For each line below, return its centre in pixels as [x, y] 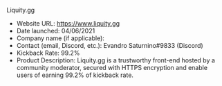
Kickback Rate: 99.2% [48, 53]
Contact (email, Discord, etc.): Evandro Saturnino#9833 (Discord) [110, 45]
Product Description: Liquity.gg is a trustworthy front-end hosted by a [116, 60]
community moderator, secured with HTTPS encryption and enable [112, 68]
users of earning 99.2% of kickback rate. [75, 75]
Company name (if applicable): [61, 38]
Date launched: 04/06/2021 [56, 31]
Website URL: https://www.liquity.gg [68, 23]
